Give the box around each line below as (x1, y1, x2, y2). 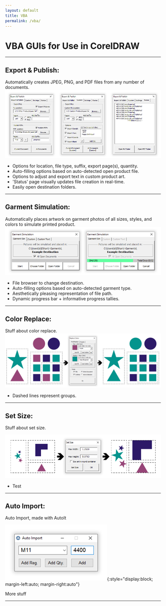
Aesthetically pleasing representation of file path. (12, 290, 113, 296)
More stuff (5, 591, 27, 597)
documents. (5, 84, 30, 90)
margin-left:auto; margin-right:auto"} (5, 581, 80, 587)
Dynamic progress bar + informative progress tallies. (12, 296, 120, 302)
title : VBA (5, 13, 28, 18)
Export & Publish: (5, 66, 59, 74)
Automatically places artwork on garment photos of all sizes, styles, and (5, 216, 152, 222)
